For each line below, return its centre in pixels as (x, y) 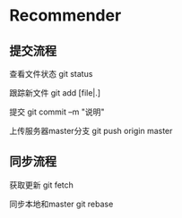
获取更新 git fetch (42, 185)
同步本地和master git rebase (61, 204)
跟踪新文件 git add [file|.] (55, 93)
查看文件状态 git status (51, 74)
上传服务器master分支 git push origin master (91, 131)
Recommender (65, 16)
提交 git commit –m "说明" (57, 112)
